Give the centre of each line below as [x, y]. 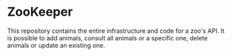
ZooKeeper [40, 12]
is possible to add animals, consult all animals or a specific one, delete [107, 38]
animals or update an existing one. [56, 45]
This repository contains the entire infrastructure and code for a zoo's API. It [116, 31]
